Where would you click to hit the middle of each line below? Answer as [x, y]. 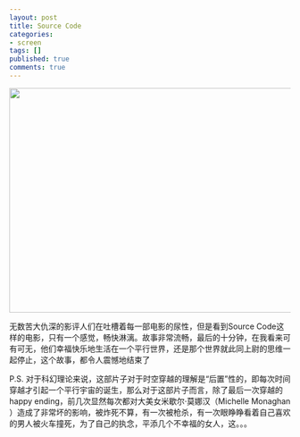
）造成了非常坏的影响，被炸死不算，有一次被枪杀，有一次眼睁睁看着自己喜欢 [150, 412]
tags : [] [25, 51]
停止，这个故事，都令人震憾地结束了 [83, 359]
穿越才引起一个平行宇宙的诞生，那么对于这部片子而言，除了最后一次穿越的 [146, 390]
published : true [39, 59]
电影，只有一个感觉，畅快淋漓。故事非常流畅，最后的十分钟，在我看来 [154, 337]
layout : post [33, 17]
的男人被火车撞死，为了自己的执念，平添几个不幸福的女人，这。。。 [130, 423]
